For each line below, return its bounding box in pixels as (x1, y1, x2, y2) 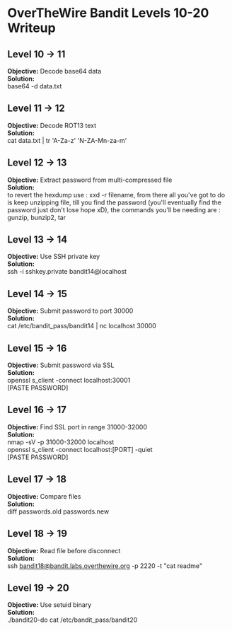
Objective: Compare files (7, 492, 81, 500)
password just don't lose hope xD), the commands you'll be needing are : (7, 205, 221, 214)
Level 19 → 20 (7, 581, 69, 594)
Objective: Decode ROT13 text (7, 121, 97, 129)
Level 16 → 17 (7, 404, 67, 416)
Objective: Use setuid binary (7, 601, 92, 609)
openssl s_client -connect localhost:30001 (7, 376, 131, 385)
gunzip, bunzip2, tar (7, 213, 66, 221)
